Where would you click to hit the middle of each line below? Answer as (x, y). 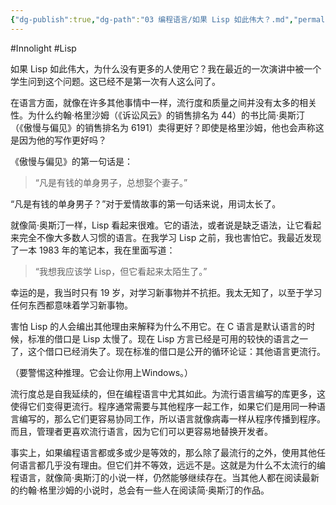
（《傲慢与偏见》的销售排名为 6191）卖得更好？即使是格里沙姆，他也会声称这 (167, 127)
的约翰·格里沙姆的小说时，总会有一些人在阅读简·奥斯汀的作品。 (140, 490)
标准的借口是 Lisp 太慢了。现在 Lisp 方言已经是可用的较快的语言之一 (168, 338)
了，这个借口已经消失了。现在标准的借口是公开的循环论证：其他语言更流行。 (168, 351)
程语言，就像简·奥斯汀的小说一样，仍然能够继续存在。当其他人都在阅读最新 (165, 477)
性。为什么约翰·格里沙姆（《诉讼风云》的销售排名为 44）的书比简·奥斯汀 (158, 115)
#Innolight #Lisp (43, 48)
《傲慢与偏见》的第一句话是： (71, 161)
